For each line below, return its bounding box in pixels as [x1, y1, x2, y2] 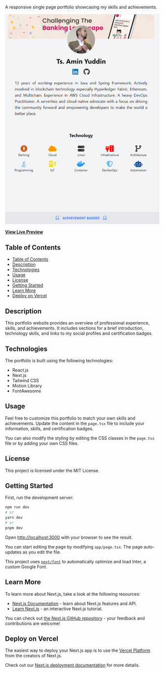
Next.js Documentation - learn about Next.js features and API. [12, 600, 137, 606]
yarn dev [5, 515, 23, 520]
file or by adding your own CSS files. [5, 440, 79, 446]
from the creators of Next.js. [5, 653, 62, 659]
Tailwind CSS [12, 377, 39, 383]
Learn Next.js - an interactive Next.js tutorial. [12, 605, 103, 612]
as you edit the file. [23, 549, 61, 555]
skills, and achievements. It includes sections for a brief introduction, [5, 325, 144, 331]
